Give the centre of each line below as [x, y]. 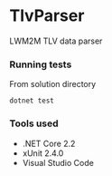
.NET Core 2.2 [49, 143]
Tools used [34, 123]
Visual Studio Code [58, 162]
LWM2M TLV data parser [56, 41]
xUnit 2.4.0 [43, 153]
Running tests [41, 64]
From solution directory [53, 84]
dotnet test [32, 101]
